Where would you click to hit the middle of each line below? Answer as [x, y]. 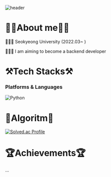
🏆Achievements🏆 [46, 153]
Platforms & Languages [34, 87]
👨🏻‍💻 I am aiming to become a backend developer [55, 51]
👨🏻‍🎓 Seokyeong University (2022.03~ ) [46, 41]
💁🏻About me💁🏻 [37, 28]
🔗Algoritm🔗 [29, 118]
